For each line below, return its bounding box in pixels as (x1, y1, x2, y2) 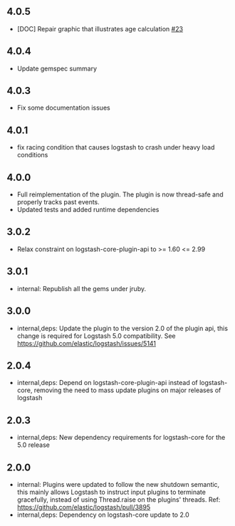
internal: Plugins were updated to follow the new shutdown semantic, (16, 480, 220, 488)
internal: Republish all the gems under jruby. (16, 284, 147, 293)
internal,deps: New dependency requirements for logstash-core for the (16, 433, 226, 442)
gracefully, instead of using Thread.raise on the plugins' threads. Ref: (16, 495, 221, 504)
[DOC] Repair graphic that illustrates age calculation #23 (16, 24, 183, 33)
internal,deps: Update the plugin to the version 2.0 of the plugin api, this (16, 324, 229, 332)
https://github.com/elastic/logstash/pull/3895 (16, 503, 151, 511)
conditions (16, 151, 48, 159)
